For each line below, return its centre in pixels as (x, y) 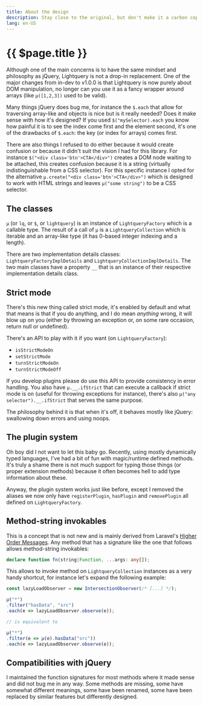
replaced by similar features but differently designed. (72, 697)
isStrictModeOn (34, 350)
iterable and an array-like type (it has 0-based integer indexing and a (92, 236)
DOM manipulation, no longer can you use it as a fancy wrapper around (95, 89)
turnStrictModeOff (38, 370)
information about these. (37, 477)
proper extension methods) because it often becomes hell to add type (93, 471)
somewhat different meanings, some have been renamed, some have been (99, 690)
